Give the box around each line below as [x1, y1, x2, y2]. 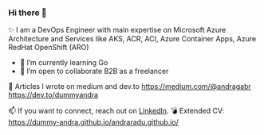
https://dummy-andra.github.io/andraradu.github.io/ [8, 118, 179, 127]
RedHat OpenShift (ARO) [8, 43, 89, 52]
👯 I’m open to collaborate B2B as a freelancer [19, 67, 169, 76]
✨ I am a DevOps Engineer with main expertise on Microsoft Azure [8, 25, 227, 35]
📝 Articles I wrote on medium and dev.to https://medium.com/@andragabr [8, 82, 251, 91]
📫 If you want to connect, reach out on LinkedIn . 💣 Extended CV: [8, 106, 225, 116]
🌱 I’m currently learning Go [19, 58, 108, 67]
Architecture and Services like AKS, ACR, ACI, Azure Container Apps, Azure [8, 34, 257, 44]
